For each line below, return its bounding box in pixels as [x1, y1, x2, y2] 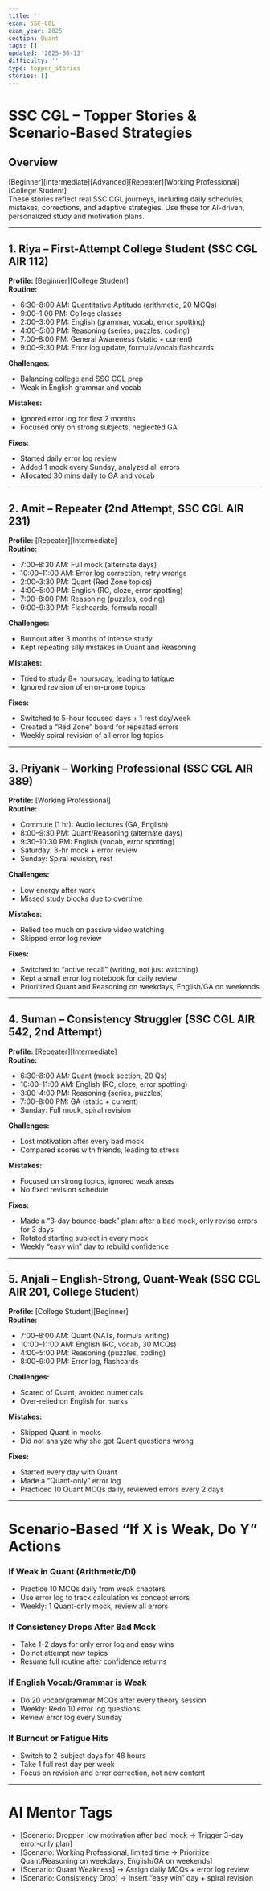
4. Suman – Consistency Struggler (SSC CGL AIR [8, 1013, 256, 1026]
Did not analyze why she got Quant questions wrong [19, 1436, 194, 1445]
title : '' [8, 11, 42, 20]
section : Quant [8, 34, 59, 43]
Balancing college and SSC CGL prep [19, 374, 144, 384]
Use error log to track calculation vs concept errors [19, 1593, 190, 1603]
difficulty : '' [8, 57, 59, 65]
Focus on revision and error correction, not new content [19, 1768, 206, 1777]
